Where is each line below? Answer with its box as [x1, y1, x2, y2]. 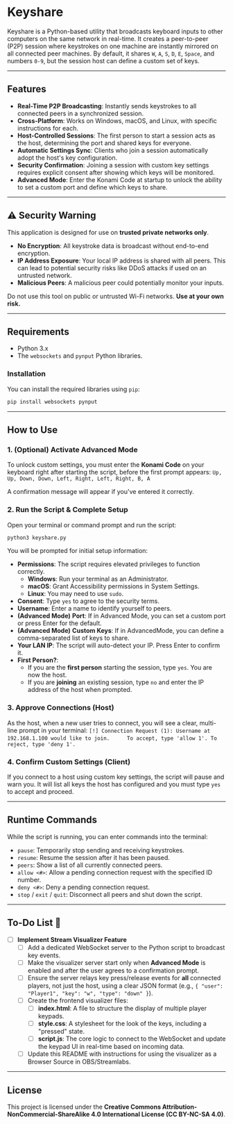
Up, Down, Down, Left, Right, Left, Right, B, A [7, 475, 150, 483]
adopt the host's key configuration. [17, 154, 118, 162]
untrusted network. [17, 271, 73, 279]
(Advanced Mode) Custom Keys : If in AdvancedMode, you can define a [17, 627, 224, 635]
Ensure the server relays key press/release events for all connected [27, 973, 221, 982]
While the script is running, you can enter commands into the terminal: [7, 832, 208, 841]
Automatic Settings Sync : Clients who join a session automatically [17, 146, 209, 154]
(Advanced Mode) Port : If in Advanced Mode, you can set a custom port [17, 612, 226, 620]
